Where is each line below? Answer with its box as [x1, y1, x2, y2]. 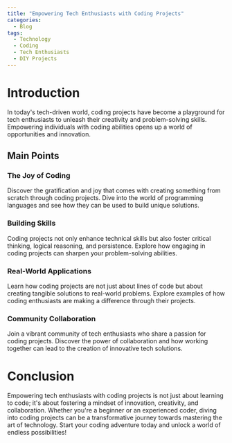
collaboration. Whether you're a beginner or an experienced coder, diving [7, 406, 217, 415]
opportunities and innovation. [7, 129, 91, 138]
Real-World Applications [7, 266, 92, 275]
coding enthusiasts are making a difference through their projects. [7, 296, 196, 305]
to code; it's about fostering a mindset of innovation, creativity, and [7, 399, 199, 407]
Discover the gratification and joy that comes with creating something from [7, 186, 221, 195]
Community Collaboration [7, 314, 96, 323]
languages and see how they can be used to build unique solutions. [7, 201, 199, 210]
